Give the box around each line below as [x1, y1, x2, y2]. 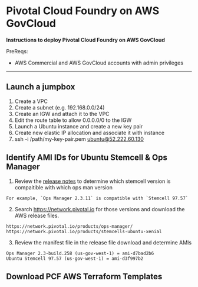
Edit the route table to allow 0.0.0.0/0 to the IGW [14, 117, 132, 124]
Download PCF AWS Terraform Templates [6, 271, 163, 282]
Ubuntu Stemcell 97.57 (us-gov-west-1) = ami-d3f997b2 [6, 256, 144, 262]
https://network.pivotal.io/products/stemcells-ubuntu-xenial [6, 228, 162, 234]
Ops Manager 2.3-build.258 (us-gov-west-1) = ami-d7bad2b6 [6, 250, 154, 256]
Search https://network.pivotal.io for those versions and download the [14, 205, 185, 212]
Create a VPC [14, 98, 48, 105]
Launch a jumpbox [6, 82, 75, 92]
